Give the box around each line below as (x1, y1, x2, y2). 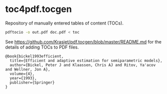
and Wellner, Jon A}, (5, 66, 51, 72)
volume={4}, (10, 71, 35, 76)
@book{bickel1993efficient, (5, 53, 64, 58)
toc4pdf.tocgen (5, 3, 72, 15)
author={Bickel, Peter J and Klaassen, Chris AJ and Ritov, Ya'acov (10, 62, 156, 67)
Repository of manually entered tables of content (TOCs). (5, 20, 124, 26)
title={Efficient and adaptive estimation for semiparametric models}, (10, 58, 163, 63)
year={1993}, (10, 75, 37, 80)
